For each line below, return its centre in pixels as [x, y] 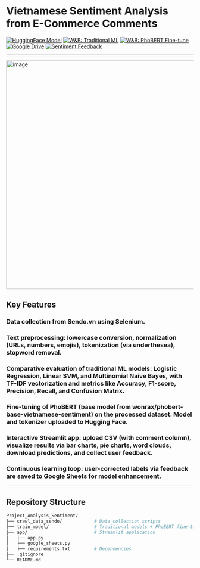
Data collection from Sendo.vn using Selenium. [76, 322]
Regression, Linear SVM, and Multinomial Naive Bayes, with [94, 376]
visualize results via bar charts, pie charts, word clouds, [89, 445]
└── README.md [24, 560]
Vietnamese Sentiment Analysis [87, 11]
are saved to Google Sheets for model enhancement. [84, 476]
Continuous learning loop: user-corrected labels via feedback [97, 468]
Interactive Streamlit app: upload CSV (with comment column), [99, 437]
